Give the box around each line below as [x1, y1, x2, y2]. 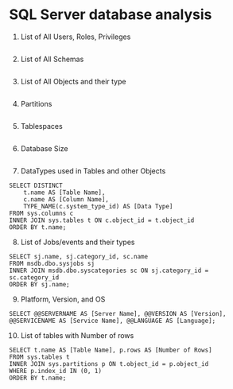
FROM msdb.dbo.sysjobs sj [9, 259, 95, 267]
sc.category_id [9, 273, 60, 282]
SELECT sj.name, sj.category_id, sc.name [9, 252, 149, 260]
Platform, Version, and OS [20, 294, 106, 304]
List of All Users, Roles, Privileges [20, 32, 131, 41]
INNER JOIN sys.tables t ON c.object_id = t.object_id [9, 216, 195, 224]
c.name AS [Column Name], [23, 195, 110, 204]
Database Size [20, 143, 68, 153]
